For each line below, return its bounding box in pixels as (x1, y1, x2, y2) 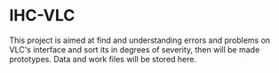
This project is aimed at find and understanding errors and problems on (9, 35, 271, 45)
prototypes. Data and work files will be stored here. (9, 53, 197, 64)
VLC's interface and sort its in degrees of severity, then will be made (9, 44, 260, 54)
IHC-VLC (9, 5, 76, 26)
